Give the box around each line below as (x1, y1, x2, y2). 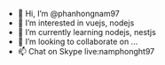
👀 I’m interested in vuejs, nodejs (17, 18, 135, 28)
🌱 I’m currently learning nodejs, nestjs (17, 27, 157, 37)
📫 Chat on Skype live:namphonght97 (17, 47, 155, 56)
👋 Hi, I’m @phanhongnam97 (17, 9, 120, 18)
